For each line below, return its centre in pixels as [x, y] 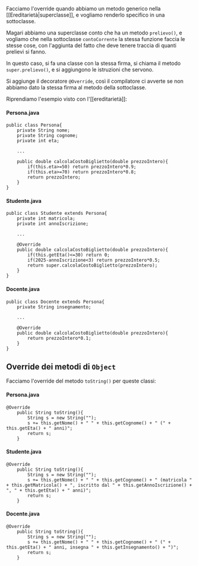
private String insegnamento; [54, 307]
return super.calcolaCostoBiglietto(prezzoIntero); [93, 265]
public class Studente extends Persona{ [57, 214]
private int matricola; [46, 219]
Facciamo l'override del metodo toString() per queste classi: [81, 381]
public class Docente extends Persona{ [55, 302]
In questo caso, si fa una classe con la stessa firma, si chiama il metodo [93, 63]
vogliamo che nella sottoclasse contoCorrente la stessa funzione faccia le [96, 39]
